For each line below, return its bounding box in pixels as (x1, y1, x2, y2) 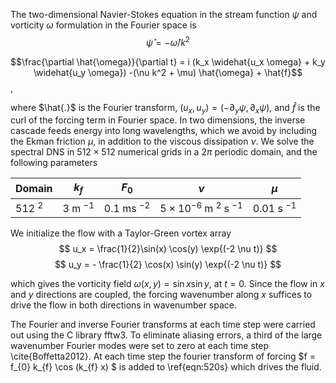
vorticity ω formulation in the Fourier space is (10, 19, 197, 31)
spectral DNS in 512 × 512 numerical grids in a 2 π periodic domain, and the (10, 146, 318, 158)
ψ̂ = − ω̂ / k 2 (146, 35, 190, 48)
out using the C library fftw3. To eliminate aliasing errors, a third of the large (10, 329, 323, 341)
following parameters (10, 157, 98, 169)
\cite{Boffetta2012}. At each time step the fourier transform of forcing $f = (10, 350, 316, 362)
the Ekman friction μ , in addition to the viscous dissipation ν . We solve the (10, 135, 315, 148)
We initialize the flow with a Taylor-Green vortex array (10, 227, 232, 239)
